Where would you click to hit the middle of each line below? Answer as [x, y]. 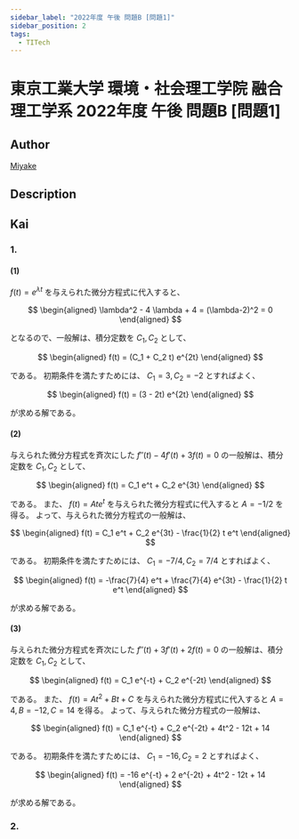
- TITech [34, 42]
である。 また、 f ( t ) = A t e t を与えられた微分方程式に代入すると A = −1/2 [142, 504]
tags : [20, 34]
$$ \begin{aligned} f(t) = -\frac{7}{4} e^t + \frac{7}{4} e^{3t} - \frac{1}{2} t [150, 580]
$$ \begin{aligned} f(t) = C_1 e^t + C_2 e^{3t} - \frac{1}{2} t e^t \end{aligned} [150, 533]
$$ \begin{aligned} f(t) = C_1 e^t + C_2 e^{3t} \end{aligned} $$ [150, 485]
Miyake [24, 166]
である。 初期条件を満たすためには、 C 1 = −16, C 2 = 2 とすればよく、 [137, 757]
